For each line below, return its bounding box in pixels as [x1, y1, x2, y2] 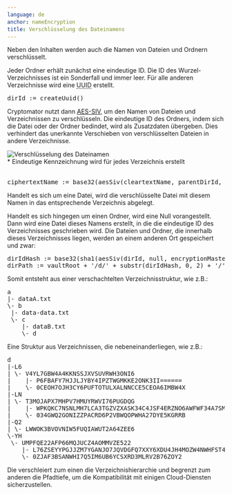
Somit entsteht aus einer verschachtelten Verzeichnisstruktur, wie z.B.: [7, 275, 209, 283]
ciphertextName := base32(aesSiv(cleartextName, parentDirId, [7, 179, 222, 186]
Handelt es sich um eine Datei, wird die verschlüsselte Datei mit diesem [7, 191, 211, 200]
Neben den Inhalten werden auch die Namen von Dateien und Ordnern [7, 46, 209, 54]
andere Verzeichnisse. [7, 137, 71, 145]
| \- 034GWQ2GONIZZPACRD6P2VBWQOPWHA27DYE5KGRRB [7, 412, 186, 419]
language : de [7, 11, 45, 18]
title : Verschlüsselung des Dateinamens [7, 26, 126, 33]
